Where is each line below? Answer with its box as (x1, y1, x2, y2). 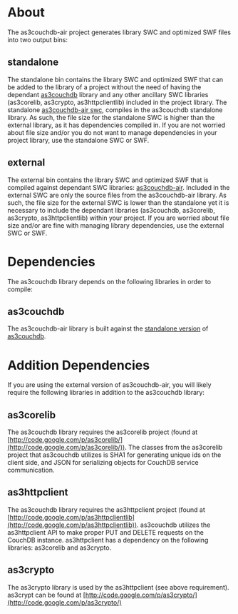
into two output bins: (7, 35, 68, 44)
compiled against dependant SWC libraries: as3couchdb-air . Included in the (7, 183, 230, 191)
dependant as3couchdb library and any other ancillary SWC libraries (7, 90, 209, 99)
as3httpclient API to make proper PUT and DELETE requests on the (7, 528, 205, 536)
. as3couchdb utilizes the (136, 520, 211, 529)
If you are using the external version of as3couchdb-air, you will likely (7, 381, 212, 389)
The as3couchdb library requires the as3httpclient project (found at (7, 505, 205, 514)
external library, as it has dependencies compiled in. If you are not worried (7, 121, 226, 129)
